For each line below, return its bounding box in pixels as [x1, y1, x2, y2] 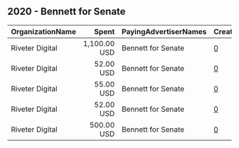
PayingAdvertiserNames [122, 26, 207, 36]
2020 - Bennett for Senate [7, 6, 126, 18]
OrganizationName [11, 26, 77, 36]
